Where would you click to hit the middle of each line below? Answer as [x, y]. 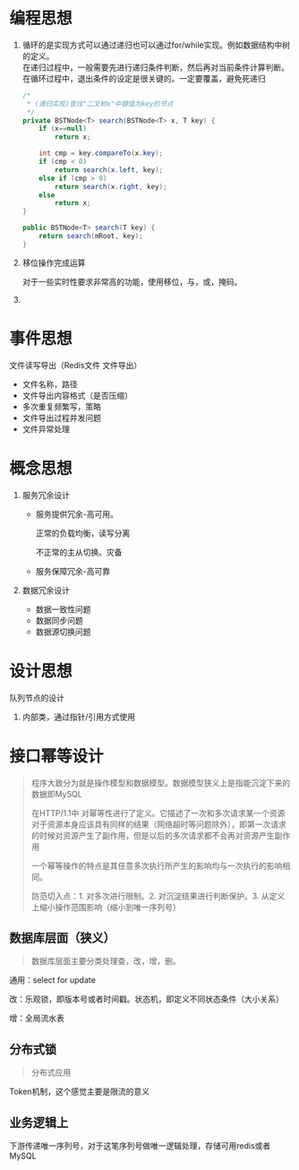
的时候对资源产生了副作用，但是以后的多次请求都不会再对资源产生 [153, 835]
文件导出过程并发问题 [61, 417]
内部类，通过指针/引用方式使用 [79, 717]
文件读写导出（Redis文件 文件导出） [76, 365]
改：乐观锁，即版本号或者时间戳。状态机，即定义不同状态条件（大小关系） [146, 999]
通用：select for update [52, 980]
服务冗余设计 [46, 495]
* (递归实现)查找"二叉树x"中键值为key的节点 [100, 104]
